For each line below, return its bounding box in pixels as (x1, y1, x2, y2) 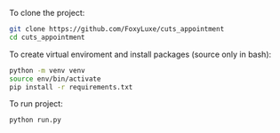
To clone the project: (9, 8, 85, 18)
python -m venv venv (9, 66, 86, 74)
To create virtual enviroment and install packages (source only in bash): (9, 49, 272, 59)
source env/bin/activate (9, 74, 101, 83)
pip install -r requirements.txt (9, 82, 133, 91)
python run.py (9, 115, 62, 125)
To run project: (9, 98, 64, 109)
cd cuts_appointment (9, 33, 86, 42)
